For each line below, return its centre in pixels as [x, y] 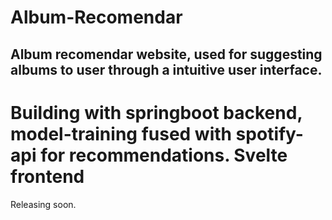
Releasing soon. [43, 204]
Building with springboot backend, [156, 112]
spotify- [269, 133]
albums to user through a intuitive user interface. [166, 69]
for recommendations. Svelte [164, 155]
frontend [47, 176]
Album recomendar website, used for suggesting [166, 54]
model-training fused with [121, 133]
